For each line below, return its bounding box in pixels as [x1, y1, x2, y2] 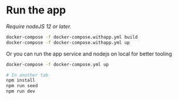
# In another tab [6, 72, 49, 78]
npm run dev [6, 88, 35, 94]
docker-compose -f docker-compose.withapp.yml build [6, 34, 138, 40]
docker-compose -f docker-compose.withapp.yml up [6, 39, 130, 46]
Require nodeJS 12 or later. [6, 23, 72, 30]
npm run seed [6, 83, 38, 89]
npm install [6, 77, 35, 84]
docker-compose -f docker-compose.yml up [6, 61, 109, 67]
